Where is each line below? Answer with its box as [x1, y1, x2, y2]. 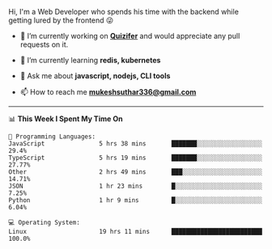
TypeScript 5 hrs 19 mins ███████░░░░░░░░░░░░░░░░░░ [8, 154, 263, 162]
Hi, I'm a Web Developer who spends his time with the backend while [8, 7, 239, 16]
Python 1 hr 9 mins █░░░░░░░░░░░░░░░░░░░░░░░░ [8, 196, 263, 205]
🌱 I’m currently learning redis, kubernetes [19, 56, 161, 65]
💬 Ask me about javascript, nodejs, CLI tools [19, 71, 171, 80]
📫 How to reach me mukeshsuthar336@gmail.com [19, 87, 197, 96]
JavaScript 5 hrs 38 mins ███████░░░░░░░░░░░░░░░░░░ [8, 140, 263, 148]
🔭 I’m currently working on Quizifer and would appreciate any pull [19, 32, 240, 40]
